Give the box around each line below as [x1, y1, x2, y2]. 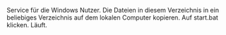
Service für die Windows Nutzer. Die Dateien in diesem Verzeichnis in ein [6, 6, 220, 14]
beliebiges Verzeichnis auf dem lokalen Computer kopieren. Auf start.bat [6, 13, 218, 22]
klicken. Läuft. [6, 21, 47, 29]
